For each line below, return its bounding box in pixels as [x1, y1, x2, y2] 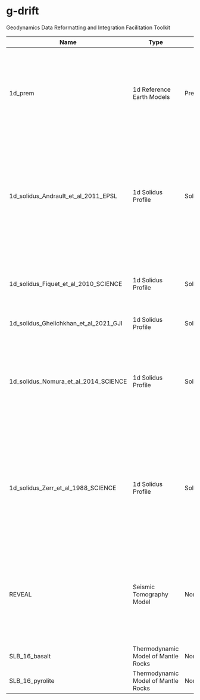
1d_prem [9, 89, 35, 97]
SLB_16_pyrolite [9, 676, 55, 685]
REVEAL [9, 590, 32, 598]
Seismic [133, 583, 155, 591]
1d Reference [133, 85, 171, 94]
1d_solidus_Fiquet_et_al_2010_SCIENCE [9, 279, 123, 288]
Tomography [133, 590, 168, 598]
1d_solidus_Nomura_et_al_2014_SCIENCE [9, 377, 127, 385]
